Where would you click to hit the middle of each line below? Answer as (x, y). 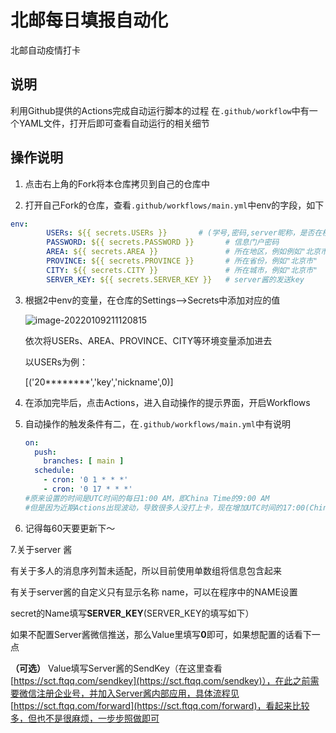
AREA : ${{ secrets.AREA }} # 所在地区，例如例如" (176, 252)
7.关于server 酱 (41, 549)
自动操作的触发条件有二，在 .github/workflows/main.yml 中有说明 (157, 423)
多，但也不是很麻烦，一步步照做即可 (85, 718)
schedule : (54, 471)
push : (45, 452)
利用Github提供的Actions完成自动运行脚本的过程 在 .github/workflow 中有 (160, 110)
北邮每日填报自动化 (89, 20)
